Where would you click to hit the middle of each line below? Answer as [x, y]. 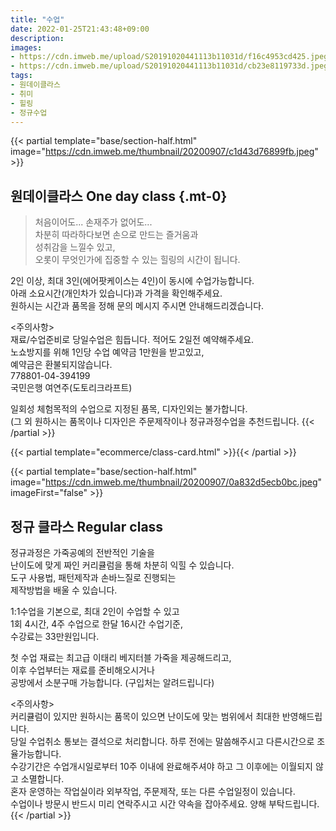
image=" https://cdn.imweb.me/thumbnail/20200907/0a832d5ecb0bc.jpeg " [166, 482]
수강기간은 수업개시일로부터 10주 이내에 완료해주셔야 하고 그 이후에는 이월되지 [161, 766]
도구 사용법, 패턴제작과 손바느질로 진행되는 [93, 577]
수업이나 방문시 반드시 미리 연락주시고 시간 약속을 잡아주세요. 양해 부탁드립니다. [165, 804]
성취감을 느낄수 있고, [75, 247]
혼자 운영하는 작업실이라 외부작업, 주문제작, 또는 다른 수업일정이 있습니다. [153, 791]
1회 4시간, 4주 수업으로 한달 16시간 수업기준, [96, 624]
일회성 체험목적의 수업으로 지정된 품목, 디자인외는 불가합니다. [129, 409]
